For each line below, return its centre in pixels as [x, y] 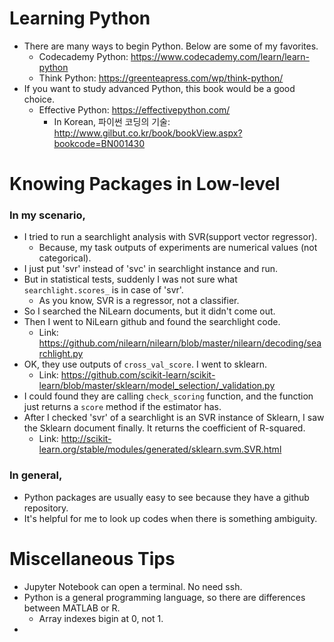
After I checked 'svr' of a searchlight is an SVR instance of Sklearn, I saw [174, 418]
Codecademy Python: [83, 56]
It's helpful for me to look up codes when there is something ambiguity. [170, 518]
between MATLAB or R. [72, 608]
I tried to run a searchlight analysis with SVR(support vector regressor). [170, 237]
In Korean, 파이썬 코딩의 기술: [112, 121]
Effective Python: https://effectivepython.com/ [134, 109]
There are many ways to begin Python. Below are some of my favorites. [171, 46]
